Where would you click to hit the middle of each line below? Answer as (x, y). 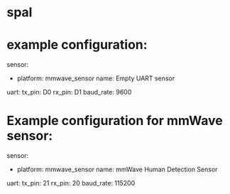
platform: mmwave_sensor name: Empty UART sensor (96, 78)
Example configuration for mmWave (115, 121)
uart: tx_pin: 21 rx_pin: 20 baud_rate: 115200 (71, 183)
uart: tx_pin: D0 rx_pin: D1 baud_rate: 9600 (69, 92)
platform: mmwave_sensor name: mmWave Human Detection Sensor (117, 169)
